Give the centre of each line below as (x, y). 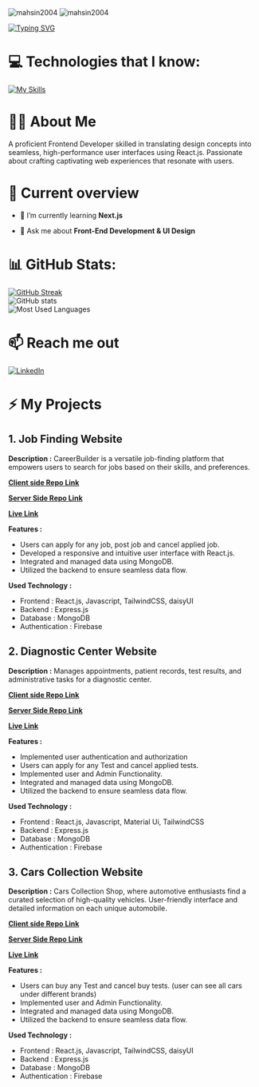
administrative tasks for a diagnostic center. (80, 679)
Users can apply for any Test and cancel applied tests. (109, 765)
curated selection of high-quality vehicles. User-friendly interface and (123, 900)
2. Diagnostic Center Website (82, 652)
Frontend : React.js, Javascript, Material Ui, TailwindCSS (112, 822)
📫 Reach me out (64, 342)
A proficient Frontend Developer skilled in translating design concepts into (130, 144)
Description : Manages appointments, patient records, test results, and (125, 671)
